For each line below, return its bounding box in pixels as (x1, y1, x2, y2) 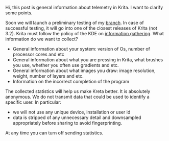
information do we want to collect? (5, 36, 78, 42)
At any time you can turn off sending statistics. (5, 130, 104, 136)
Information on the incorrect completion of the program (12, 79, 129, 84)
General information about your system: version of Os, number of (12, 46, 151, 52)
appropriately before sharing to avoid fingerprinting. (12, 120, 123, 126)
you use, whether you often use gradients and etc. (12, 62, 119, 68)
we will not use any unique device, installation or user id (12, 109, 131, 115)
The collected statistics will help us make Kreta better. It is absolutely (5, 88, 151, 94)
